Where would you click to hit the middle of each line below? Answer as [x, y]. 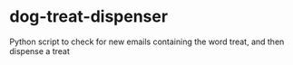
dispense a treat [40, 51]
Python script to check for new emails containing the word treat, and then [147, 42]
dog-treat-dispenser [89, 17]
